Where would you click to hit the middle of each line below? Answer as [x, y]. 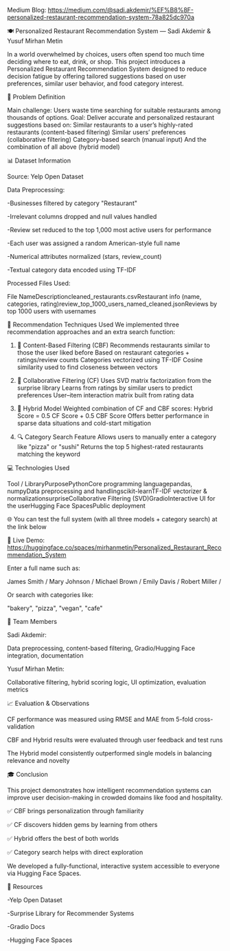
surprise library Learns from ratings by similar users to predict [105, 388]
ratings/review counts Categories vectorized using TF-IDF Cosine [110, 360]
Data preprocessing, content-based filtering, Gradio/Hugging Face [101, 648]
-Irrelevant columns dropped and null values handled [82, 217]
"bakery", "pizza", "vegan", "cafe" [55, 608]
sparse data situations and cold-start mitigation [84, 423]
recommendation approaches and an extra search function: [91, 332]
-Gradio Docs [26, 927]
